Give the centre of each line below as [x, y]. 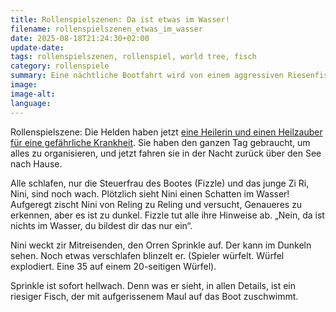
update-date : [37, 47]
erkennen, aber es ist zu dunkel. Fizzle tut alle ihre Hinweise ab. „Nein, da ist [167, 215]
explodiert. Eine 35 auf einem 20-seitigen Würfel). [113, 266]
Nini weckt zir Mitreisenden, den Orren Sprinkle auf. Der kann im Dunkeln [161, 245]
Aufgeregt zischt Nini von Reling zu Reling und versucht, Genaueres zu [156, 204]
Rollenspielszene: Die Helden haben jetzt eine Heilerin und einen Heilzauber [166, 132]
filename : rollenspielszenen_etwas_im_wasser [106, 29]
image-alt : [33, 94]
